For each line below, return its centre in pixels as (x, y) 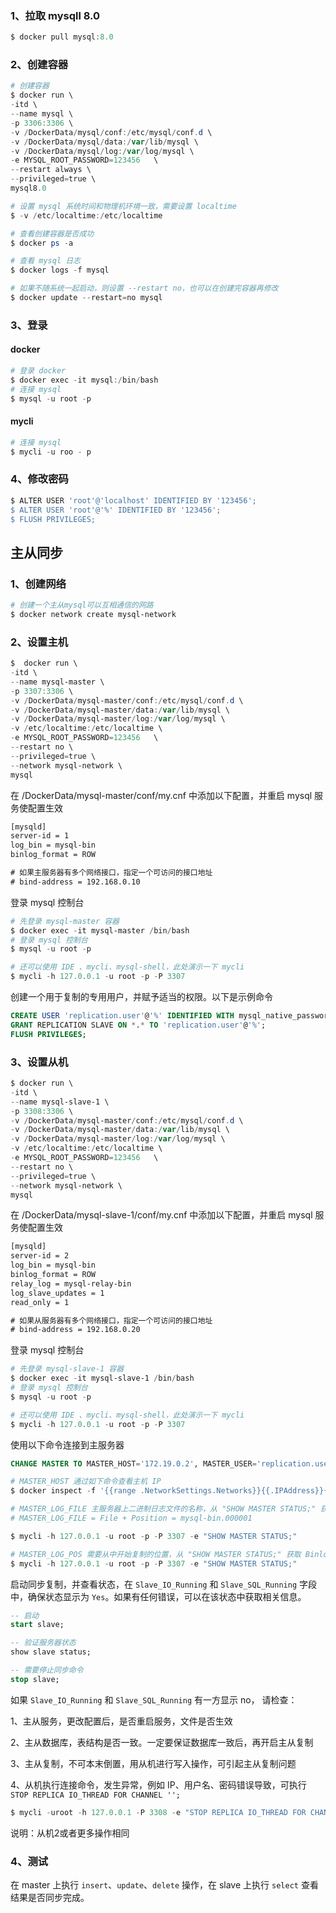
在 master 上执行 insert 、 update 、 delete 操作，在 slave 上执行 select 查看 (164, 1884)
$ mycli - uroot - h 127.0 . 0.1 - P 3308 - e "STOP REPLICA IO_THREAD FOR (158, 1812)
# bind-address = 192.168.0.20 (75, 1330)
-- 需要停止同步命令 (47, 1670)
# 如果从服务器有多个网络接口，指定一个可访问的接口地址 (111, 1320)
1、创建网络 (38, 584)
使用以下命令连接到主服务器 (67, 1444)
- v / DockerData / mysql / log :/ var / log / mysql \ (102, 151)
